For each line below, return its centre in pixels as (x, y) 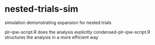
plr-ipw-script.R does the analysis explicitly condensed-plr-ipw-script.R (77, 32)
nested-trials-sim (41, 9)
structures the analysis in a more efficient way (52, 37)
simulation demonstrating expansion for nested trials (58, 22)
